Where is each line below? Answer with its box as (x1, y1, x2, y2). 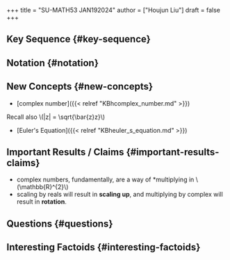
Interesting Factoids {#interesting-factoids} (6, 241, 201, 253)
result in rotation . (16, 197, 67, 206)
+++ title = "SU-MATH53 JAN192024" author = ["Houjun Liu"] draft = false (6, 6, 220, 14)
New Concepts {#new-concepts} (6, 81, 154, 92)
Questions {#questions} (6, 218, 113, 229)
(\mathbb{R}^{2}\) (16, 183, 69, 191)
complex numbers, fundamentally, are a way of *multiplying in (16, 175, 195, 184)
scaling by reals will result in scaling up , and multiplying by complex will (16, 190, 223, 199)
